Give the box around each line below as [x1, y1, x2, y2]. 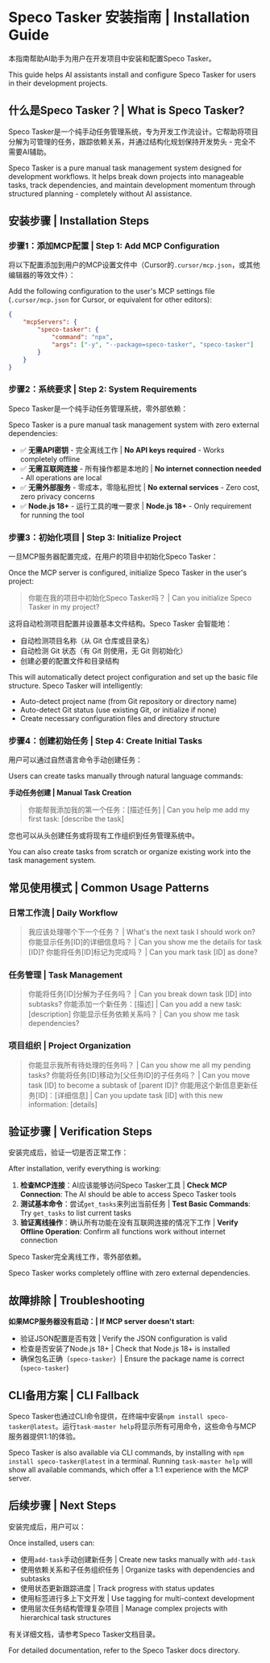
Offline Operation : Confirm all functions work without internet [19, 1227, 226, 1237]
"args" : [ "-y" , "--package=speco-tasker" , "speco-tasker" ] [51, 341, 254, 349]
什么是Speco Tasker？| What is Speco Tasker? [8, 103, 245, 118]
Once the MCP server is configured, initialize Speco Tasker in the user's [8, 568, 247, 578]
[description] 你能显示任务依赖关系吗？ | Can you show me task [27, 1009, 240, 1019]
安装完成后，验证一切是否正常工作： [8, 1148, 129, 1158]
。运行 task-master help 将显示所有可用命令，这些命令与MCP [55, 1422, 256, 1431]
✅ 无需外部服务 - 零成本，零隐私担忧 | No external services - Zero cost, [19, 482, 260, 492]
